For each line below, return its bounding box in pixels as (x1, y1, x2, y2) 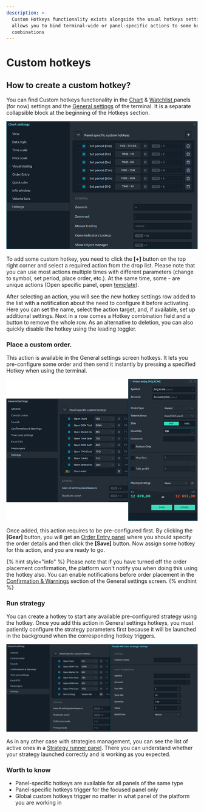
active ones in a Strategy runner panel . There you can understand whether (6, 744, 193, 751)
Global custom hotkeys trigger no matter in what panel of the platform (15, 793, 190, 800)
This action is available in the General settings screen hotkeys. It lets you (6, 354, 188, 362)
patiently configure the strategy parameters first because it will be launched (6, 626, 196, 633)
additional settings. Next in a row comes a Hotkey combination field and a (6, 312, 191, 320)
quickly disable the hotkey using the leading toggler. (6, 325, 137, 332)
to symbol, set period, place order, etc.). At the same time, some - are (6, 275, 180, 282)
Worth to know (6, 766, 51, 774)
